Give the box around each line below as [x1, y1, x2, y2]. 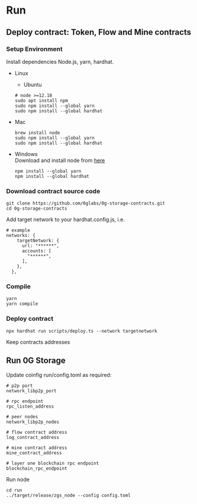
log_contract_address [6, 434, 60, 440]
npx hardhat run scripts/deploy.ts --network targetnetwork [6, 328, 158, 334]
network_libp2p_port [6, 388, 57, 394]
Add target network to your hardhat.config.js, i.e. [6, 216, 125, 223]
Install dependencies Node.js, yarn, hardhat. [6, 58, 114, 65]
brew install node [14, 129, 60, 136]
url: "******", [21, 243, 60, 249]
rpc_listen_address [6, 403, 54, 409]
